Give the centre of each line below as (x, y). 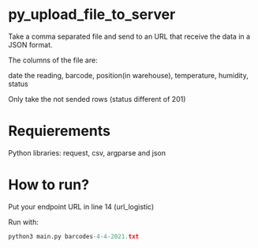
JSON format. (30, 44)
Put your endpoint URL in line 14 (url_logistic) (81, 206)
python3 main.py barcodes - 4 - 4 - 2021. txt (74, 236)
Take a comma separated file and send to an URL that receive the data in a (129, 36)
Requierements (59, 131)
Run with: (24, 222)
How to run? (49, 185)
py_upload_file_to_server (92, 15)
